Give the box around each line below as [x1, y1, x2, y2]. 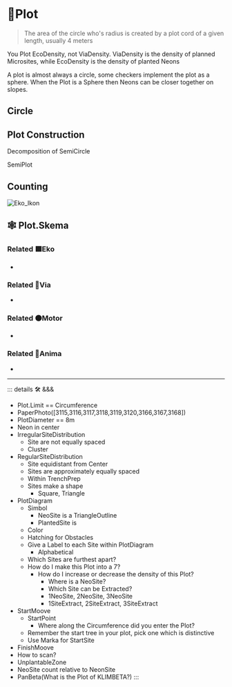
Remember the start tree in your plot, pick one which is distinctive [27, 628, 215, 637]
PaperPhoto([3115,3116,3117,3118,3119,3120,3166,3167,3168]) [17, 408, 186, 417]
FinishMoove [17, 643, 54, 652]
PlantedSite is [37, 518, 77, 527]
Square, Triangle [37, 489, 85, 497]
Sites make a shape [27, 482, 84, 490]
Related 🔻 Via [7, 280, 51, 290]
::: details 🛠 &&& [7, 385, 55, 393]
